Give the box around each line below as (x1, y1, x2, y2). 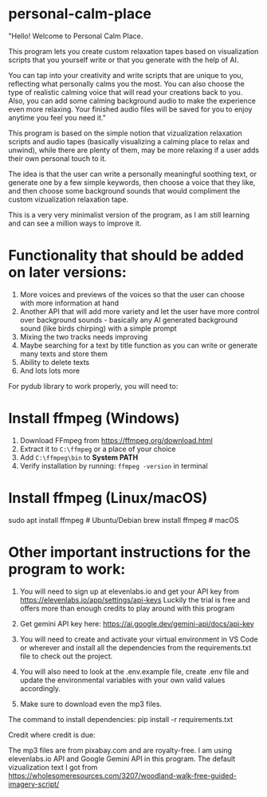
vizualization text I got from (8, 762, 98, 771)
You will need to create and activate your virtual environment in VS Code (19, 634, 258, 644)
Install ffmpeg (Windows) (8, 410, 180, 427)
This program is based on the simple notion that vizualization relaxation (8, 128, 243, 138)
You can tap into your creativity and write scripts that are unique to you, (8, 70, 244, 80)
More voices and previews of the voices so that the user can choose (19, 289, 245, 299)
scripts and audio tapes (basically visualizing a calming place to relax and (8, 136, 249, 146)
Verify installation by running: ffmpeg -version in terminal (19, 461, 209, 470)
